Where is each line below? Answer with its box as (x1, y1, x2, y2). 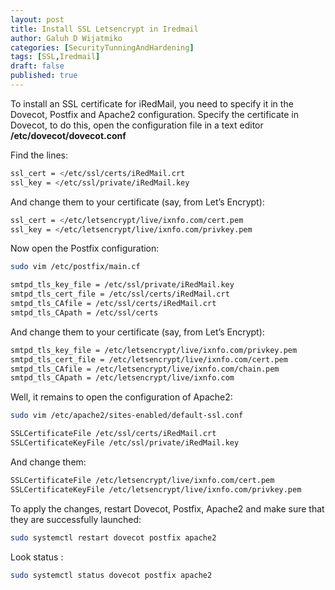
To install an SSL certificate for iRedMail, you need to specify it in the (10, 97, 294, 110)
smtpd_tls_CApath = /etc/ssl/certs (10, 307, 159, 318)
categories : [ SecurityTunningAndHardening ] (10, 42, 195, 53)
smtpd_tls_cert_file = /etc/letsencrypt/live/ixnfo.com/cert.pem (10, 354, 288, 365)
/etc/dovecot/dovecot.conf (10, 129, 127, 141)
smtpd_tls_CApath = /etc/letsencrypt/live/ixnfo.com (10, 373, 235, 383)
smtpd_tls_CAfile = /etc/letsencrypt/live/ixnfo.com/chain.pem (10, 364, 280, 374)
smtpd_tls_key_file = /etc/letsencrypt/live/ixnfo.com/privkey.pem (10, 345, 298, 355)
